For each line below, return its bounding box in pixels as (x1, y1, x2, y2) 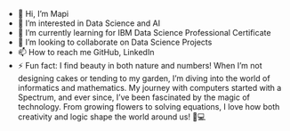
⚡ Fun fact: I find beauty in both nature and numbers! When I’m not (17, 61, 262, 70)
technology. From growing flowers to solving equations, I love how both (17, 102, 280, 111)
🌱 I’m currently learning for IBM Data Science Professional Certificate (17, 28, 271, 37)
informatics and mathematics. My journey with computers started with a (17, 83, 282, 93)
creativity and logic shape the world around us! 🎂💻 (17, 111, 206, 122)
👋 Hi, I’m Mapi (17, 9, 69, 19)
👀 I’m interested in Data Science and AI (17, 18, 161, 29)
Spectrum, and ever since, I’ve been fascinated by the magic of (17, 92, 251, 102)
